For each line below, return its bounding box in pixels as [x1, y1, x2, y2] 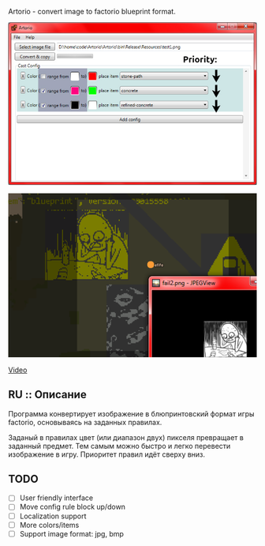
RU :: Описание [8, 388, 87, 401]
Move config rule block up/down [19, 502, 126, 512]
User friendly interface [19, 493, 93, 503]
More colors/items [19, 520, 80, 529]
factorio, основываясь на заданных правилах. [8, 417, 162, 427]
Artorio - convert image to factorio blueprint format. [8, 7, 176, 16]
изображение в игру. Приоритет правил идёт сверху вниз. [8, 450, 206, 459]
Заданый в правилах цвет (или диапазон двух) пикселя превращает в [8, 432, 244, 442]
